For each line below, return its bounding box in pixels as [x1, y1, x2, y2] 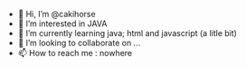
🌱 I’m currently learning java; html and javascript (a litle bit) [17, 28, 238, 38]
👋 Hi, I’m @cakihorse [17, 9, 97, 19]
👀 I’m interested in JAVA [17, 18, 108, 29]
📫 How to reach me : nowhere [17, 48, 133, 58]
